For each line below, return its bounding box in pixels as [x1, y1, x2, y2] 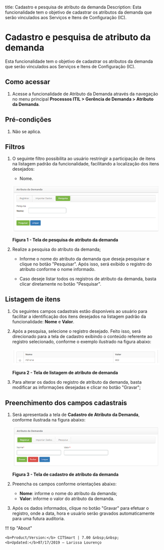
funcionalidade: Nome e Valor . [12, 318, 74, 324]
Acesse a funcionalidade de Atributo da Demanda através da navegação [12, 91, 158, 97]
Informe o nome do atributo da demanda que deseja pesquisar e [19, 256, 150, 262]
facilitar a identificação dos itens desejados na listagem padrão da [12, 314, 146, 319]
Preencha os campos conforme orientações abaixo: [12, 481, 117, 487]
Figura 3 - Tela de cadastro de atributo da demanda [12, 471, 119, 477]
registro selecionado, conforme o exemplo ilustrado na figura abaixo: [12, 339, 152, 344]
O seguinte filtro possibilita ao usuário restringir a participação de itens [12, 156, 156, 161]
